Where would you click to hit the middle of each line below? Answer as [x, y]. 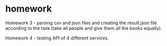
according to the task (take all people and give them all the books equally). [84, 28]
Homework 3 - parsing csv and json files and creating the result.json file [81, 23]
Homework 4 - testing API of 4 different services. [57, 38]
